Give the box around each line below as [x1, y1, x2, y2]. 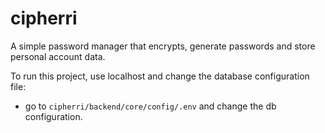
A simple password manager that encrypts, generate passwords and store [10, 40, 316, 52]
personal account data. [10, 50, 106, 62]
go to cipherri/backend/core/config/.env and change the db [24, 100, 277, 112]
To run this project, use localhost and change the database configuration [10, 70, 310, 82]
